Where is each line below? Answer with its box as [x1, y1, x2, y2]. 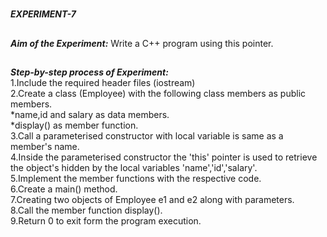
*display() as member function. [10, 119, 139, 131]
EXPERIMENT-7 [10, 8, 77, 20]
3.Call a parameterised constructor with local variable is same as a [10, 129, 284, 142]
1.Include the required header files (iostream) [10, 76, 196, 88]
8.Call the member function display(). [10, 204, 163, 216]
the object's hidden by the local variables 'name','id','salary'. [10, 161, 258, 173]
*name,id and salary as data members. [10, 108, 170, 120]
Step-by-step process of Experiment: [10, 66, 169, 78]
